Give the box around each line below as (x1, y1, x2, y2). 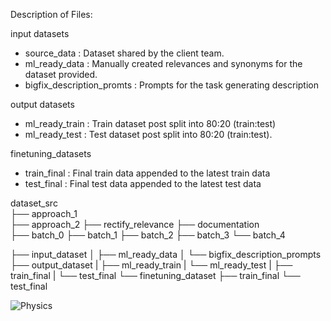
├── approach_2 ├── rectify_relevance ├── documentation (10, 219, 260, 230)
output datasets (10, 99, 75, 110)
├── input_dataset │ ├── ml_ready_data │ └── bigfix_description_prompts (10, 249, 322, 260)
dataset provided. (24, 69, 98, 80)
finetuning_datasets (10, 148, 92, 159)
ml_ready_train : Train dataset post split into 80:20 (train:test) (24, 118, 277, 129)
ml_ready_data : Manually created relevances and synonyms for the (24, 58, 303, 69)
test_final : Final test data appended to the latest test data (24, 178, 262, 189)
